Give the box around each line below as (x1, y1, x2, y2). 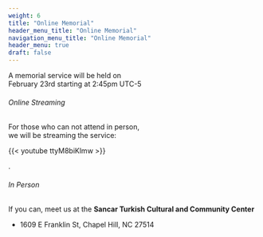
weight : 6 (8, 11, 41, 20)
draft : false (8, 49, 52, 57)
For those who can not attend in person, (8, 122, 140, 132)
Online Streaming (8, 97, 65, 107)
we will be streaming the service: (8, 131, 117, 140)
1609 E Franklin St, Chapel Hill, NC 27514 (19, 220, 155, 230)
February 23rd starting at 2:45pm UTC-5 (8, 79, 142, 89)
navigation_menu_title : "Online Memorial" (8, 34, 151, 42)
